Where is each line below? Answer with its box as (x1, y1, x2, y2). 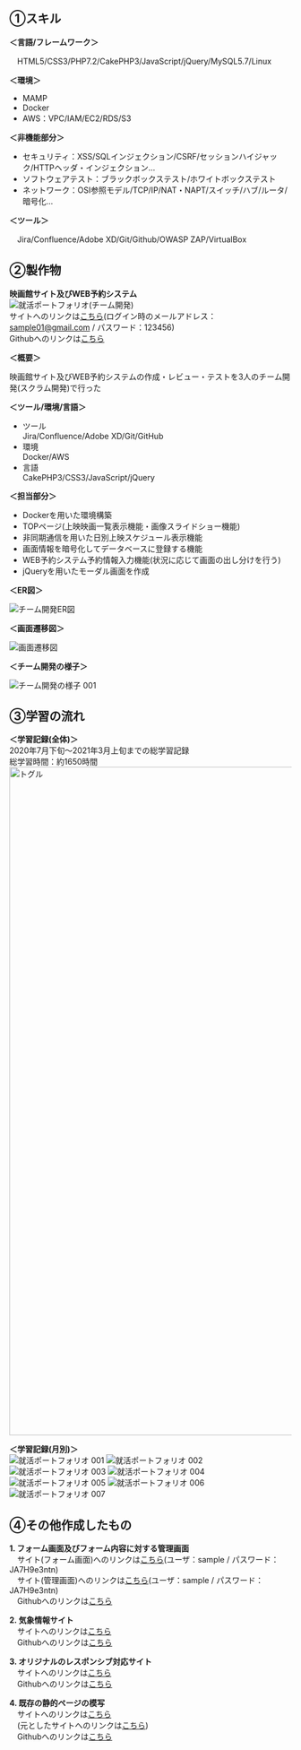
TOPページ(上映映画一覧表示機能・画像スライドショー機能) (21, 521, 240, 532)
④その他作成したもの (9, 1517, 133, 1533)
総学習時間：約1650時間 (9, 757, 99, 767)
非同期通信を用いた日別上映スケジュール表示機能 (21, 532, 203, 542)
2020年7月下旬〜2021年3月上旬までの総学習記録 (9, 745, 190, 756)
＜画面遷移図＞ (9, 622, 64, 633)
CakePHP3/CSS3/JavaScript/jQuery (21, 472, 155, 482)
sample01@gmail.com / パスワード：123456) (9, 322, 175, 333)
